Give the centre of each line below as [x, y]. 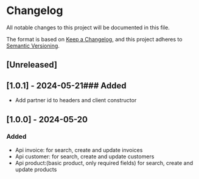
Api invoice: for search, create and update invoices [79, 150]
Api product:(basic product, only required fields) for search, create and [104, 163]
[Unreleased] [32, 65]
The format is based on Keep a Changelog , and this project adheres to [94, 39]
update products [36, 169]
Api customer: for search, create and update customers [85, 156]
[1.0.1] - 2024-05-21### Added [66, 86]
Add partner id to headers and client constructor [76, 100]
